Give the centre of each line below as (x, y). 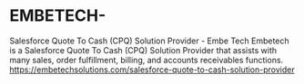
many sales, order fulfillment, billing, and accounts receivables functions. (147, 60)
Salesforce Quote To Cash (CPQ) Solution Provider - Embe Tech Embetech (149, 41)
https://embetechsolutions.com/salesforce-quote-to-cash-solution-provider (152, 70)
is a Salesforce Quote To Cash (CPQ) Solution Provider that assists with (143, 50)
